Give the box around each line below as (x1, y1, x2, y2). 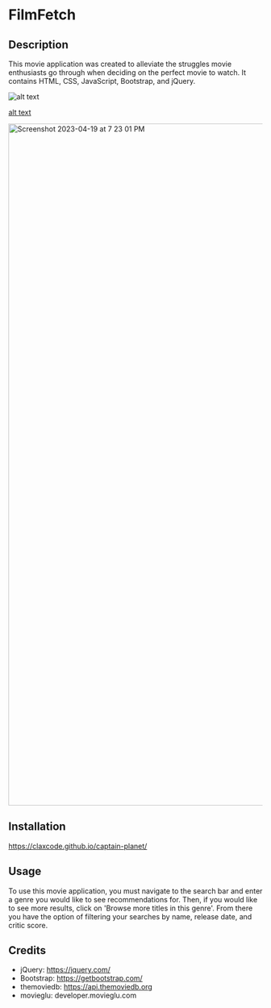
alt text (8, 107, 31, 117)
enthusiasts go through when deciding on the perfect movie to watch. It (8, 68, 246, 77)
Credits (8, 943, 47, 957)
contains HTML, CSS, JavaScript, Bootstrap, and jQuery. (8, 77, 196, 85)
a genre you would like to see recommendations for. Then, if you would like (8, 894, 258, 904)
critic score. (8, 920, 48, 930)
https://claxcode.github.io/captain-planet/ (8, 841, 148, 851)
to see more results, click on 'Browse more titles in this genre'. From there (8, 903, 253, 913)
